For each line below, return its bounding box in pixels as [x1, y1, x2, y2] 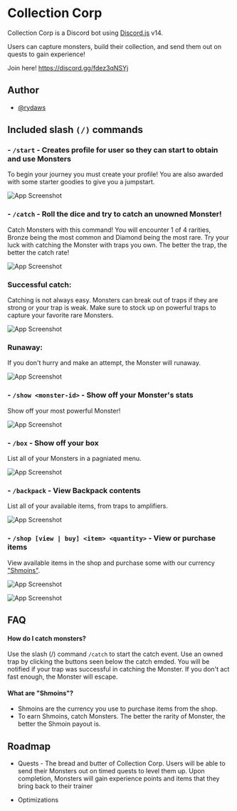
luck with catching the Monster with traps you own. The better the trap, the [7, 240, 228, 249]
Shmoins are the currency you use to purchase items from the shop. [17, 704, 218, 713]
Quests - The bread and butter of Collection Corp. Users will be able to [17, 759, 226, 768]
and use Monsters [7, 154, 71, 164]
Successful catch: [7, 280, 72, 290]
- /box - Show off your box [7, 438, 99, 447]
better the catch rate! [7, 248, 70, 257]
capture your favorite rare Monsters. [7, 311, 114, 319]
